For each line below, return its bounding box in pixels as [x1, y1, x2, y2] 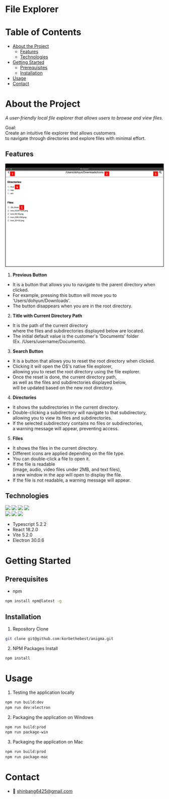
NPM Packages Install [12, 646, 58, 652]
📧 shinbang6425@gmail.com [12, 788, 73, 794]
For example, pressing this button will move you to [12, 292, 117, 298]
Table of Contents [5, 27, 81, 38]
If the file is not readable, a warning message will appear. [12, 477, 131, 483]
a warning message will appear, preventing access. [12, 425, 119, 431]
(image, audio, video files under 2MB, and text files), [12, 466, 122, 472]
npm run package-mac [5, 755, 49, 760]
